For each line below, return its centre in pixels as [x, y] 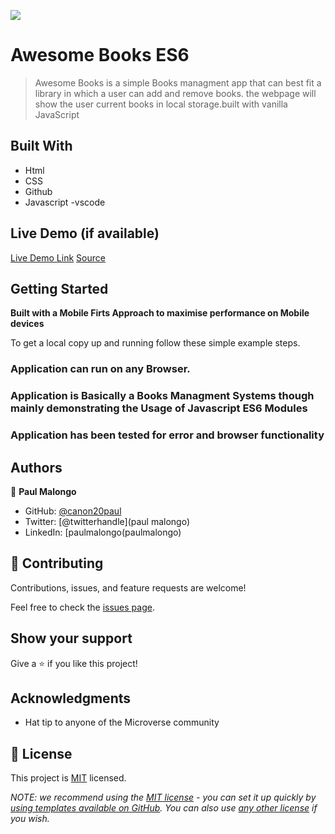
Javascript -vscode [65, 202]
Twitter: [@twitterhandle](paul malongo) [107, 521]
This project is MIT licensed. [68, 778]
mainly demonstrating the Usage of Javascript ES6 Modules [159, 408]
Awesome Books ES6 [100, 55]
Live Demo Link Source [58, 257]
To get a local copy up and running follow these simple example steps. [155, 343]
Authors [36, 467]
